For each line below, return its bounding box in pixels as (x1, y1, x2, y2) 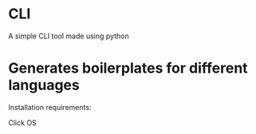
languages (8, 77, 80, 94)
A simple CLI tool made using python (8, 31, 129, 41)
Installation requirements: (8, 102, 92, 112)
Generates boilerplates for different (8, 59, 249, 77)
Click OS (8, 117, 37, 128)
